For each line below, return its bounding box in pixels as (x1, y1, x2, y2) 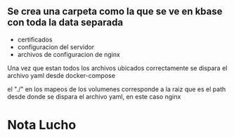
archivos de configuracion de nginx (17, 50, 121, 58)
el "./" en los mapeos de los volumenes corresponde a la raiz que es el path (7, 84, 226, 93)
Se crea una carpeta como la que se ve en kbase (7, 6, 223, 18)
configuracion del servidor (17, 42, 95, 51)
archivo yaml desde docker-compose (7, 71, 116, 79)
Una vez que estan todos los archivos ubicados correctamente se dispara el (7, 63, 228, 72)
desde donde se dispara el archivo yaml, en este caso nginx (7, 92, 181, 100)
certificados (17, 35, 53, 44)
